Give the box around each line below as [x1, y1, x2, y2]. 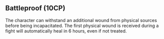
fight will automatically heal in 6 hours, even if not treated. [5, 27, 127, 34]
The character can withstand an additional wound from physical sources [5, 17, 157, 23]
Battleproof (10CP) [5, 4, 66, 12]
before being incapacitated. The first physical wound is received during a [5, 22, 159, 28]
